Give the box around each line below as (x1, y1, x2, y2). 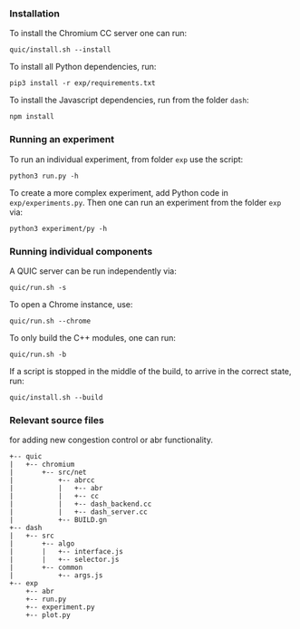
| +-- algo (9, 539, 75, 548)
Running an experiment (9, 133, 115, 146)
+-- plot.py (25, 611, 71, 620)
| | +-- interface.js (9, 547, 124, 556)
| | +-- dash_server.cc (9, 508, 148, 517)
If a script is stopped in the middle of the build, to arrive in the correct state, (9, 365, 292, 376)
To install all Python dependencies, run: (9, 62, 157, 73)
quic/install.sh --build (9, 392, 103, 402)
